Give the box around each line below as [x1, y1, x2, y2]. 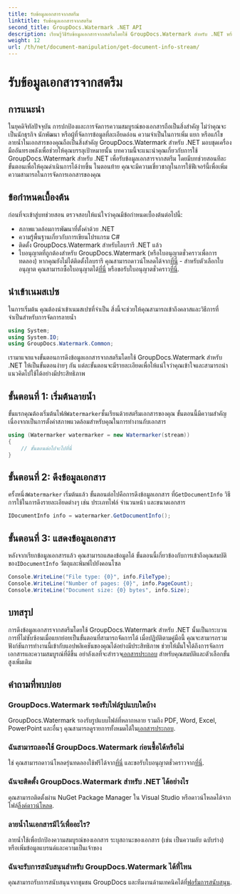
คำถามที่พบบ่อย [8, 679, 61, 691]
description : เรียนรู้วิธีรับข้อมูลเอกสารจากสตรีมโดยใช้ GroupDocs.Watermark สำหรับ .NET [8, 30, 224, 38]
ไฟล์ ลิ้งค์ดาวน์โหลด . [8, 801, 54, 810]
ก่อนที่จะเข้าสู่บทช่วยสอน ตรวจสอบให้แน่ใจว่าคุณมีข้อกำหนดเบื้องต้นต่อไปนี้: [8, 210, 183, 218]
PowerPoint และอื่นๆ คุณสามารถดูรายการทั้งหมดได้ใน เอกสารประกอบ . [8, 724, 176, 733]
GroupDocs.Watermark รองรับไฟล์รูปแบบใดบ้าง [8, 700, 156, 710]
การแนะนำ [8, 103, 45, 115]
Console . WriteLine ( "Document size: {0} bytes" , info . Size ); [8, 586, 191, 594]
